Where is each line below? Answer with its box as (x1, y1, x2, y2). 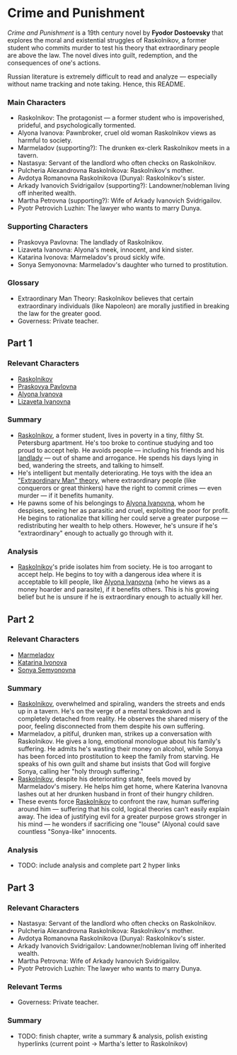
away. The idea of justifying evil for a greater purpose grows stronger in (17, 813, 228, 821)
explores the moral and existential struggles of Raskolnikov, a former (7, 35, 207, 44)
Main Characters (7, 97, 66, 107)
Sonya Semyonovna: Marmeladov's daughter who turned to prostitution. (17, 260, 229, 269)
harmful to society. (17, 136, 73, 145)
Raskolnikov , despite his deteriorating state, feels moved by (17, 774, 191, 784)
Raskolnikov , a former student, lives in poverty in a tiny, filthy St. (17, 431, 204, 439)
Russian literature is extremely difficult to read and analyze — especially (7, 72, 217, 81)
